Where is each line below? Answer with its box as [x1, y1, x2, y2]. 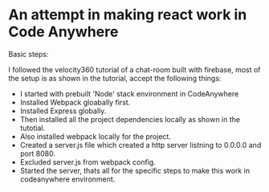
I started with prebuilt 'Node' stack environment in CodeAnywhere [19, 88, 239, 98]
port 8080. [19, 149, 56, 158]
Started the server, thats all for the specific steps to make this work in [19, 165, 251, 175]
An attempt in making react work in [8, 6, 247, 24]
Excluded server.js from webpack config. [19, 157, 157, 166]
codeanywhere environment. [19, 174, 116, 184]
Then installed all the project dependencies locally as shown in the [19, 114, 241, 124]
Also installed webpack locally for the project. [19, 131, 171, 141]
